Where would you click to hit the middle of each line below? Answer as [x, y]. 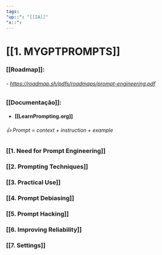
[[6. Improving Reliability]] [44, 230]
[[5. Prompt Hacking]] [37, 214]
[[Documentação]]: [34, 102]
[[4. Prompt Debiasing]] [40, 198]
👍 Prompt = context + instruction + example [60, 130]
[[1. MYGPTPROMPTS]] [63, 51]
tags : [13, 11]
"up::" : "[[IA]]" [27, 17]
